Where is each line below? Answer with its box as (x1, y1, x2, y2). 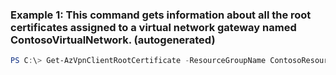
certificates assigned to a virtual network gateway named (10, 20, 297, 34)
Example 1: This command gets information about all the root (10, 8, 312, 22)
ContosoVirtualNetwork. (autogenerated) (10, 33, 216, 47)
